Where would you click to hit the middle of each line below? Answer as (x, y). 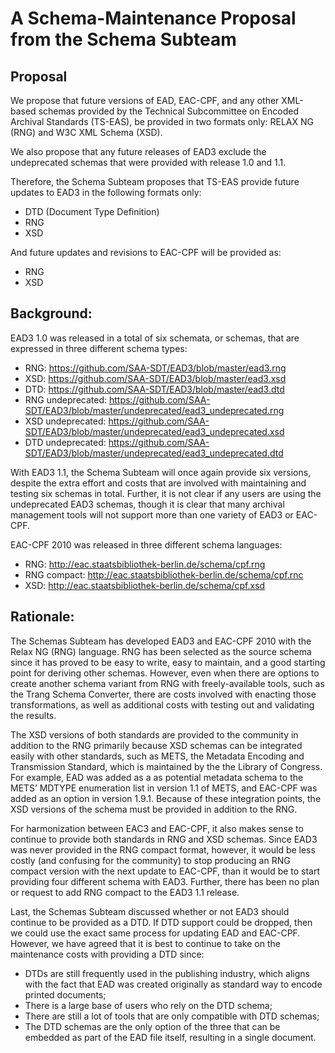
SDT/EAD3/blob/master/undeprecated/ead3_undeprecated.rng (154, 410)
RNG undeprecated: (66, 399)
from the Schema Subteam (123, 39)
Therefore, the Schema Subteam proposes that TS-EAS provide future (155, 181)
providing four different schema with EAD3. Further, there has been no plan (165, 881)
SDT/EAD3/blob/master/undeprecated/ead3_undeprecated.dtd (154, 453)
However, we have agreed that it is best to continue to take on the (145, 943)
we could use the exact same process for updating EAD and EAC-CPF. (155, 933)
